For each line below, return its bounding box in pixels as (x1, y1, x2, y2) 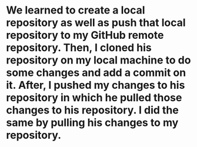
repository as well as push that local (6, 16, 186, 29)
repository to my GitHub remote (6, 29, 164, 42)
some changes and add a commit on (6, 66, 186, 79)
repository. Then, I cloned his (6, 41, 152, 55)
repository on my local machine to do (6, 54, 191, 67)
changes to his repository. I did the (6, 103, 179, 117)
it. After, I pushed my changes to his (6, 79, 185, 92)
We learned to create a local (6, 4, 145, 17)
